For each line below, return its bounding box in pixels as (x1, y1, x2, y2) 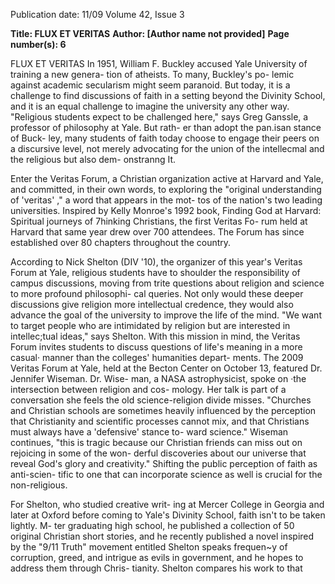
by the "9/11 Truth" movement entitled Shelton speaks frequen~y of (10, 541, 288, 553)
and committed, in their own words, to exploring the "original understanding (10, 184, 322, 195)
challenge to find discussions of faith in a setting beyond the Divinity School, (10, 90, 326, 101)
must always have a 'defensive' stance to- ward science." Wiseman (10, 426, 289, 438)
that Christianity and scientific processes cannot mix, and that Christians (10, 415, 310, 427)
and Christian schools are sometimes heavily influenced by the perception (10, 405, 317, 416)
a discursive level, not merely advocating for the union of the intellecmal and (10, 143, 325, 154)
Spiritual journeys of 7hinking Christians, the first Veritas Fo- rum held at (10, 215, 308, 227)
